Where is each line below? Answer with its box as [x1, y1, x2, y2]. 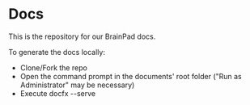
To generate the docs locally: [8, 47, 105, 57]
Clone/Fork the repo [19, 62, 87, 73]
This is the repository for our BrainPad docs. [8, 31, 156, 41]
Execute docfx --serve [19, 88, 95, 98]
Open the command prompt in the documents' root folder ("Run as [19, 71, 243, 81]
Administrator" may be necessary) [19, 80, 135, 90]
